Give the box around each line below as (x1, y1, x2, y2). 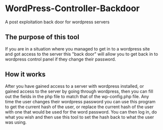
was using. (5, 119, 27, 125)
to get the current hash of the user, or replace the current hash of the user (5, 104, 154, 110)
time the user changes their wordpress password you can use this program (5, 98, 156, 104)
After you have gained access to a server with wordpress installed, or (5, 83, 145, 89)
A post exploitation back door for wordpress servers (5, 19, 110, 25)
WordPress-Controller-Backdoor (5, 3, 140, 14)
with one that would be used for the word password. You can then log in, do (5, 109, 157, 114)
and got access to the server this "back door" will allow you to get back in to (5, 51, 158, 57)
